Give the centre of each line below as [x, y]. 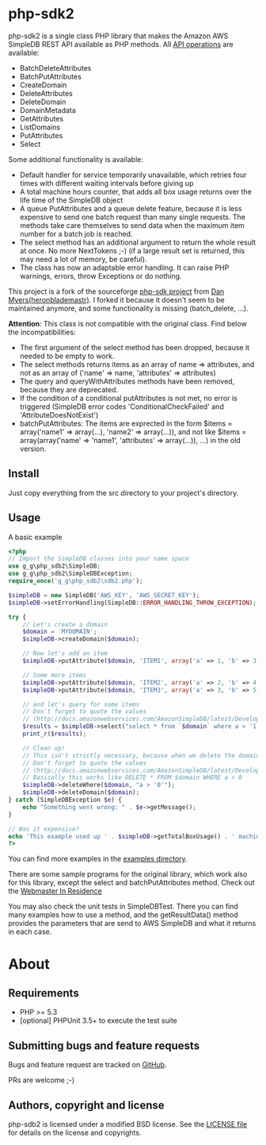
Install [24, 474]
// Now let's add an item [65, 653]
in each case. [30, 932]
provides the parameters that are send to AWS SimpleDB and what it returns [132, 923]
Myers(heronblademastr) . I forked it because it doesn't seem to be [117, 299]
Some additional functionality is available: [76, 159]
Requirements [44, 993]
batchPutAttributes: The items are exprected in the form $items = [126, 423]
